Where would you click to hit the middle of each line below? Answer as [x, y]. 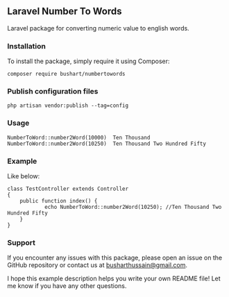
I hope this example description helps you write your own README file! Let [114, 279]
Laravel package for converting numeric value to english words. [98, 28]
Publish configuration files [53, 92]
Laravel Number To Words [65, 11]
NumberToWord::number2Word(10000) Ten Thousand [79, 137]
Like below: [24, 176]
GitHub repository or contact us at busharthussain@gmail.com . [97, 265]
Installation [27, 46]
